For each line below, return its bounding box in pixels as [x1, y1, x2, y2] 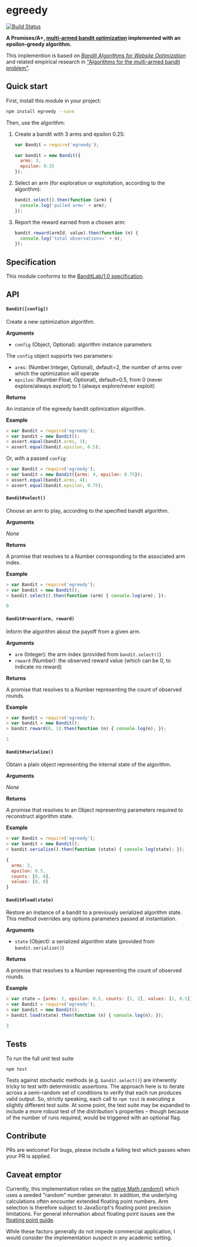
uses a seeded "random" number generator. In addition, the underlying [6, 1192, 178, 1199]
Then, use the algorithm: [6, 119, 66, 126]
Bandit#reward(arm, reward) [6, 616, 75, 621]
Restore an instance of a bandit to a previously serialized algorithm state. [6, 909, 182, 916]
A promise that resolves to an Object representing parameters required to [6, 806, 184, 814]
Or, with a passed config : [6, 455, 67, 462]
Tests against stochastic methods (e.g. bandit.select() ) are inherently [6, 1076, 177, 1084]
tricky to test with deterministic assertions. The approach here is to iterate [6, 1083, 185, 1090]
